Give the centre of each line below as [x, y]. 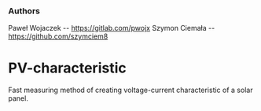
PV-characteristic [68, 68]
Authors [24, 11]
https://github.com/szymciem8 [58, 36]
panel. [18, 98]
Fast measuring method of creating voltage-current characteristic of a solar [130, 90]
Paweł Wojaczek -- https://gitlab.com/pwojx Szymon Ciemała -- [112, 28]
